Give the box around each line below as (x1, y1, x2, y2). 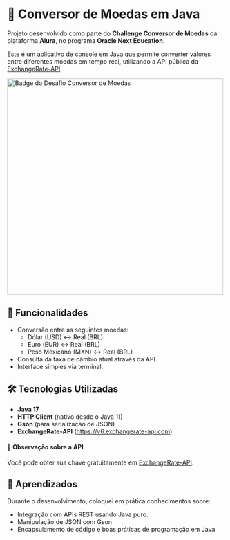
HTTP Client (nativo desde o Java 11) (17, 412, 123, 421)
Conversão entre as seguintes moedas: (17, 325, 129, 334)
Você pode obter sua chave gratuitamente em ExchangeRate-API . (7, 458, 194, 467)
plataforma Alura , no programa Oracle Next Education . (7, 36, 165, 44)
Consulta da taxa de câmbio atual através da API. (17, 354, 157, 363)
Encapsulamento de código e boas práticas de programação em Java (17, 525, 215, 533)
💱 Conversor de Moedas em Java (7, 6, 200, 22)
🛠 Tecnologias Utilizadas (7, 384, 119, 395)
